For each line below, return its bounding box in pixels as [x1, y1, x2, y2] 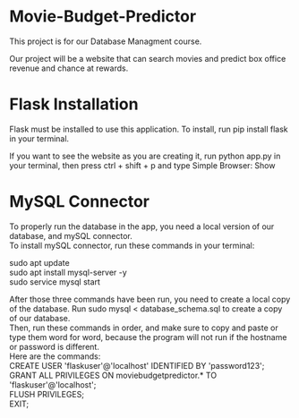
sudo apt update [9, 257, 70, 268]
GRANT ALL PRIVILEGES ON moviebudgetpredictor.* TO [9, 370, 218, 380]
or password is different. [9, 341, 100, 352]
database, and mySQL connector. [9, 230, 132, 241]
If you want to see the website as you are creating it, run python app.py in [9, 150, 281, 161]
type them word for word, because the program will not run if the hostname [9, 331, 287, 342]
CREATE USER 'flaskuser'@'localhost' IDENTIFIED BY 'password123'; [9, 360, 265, 371]
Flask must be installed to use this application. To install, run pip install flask [9, 124, 288, 134]
